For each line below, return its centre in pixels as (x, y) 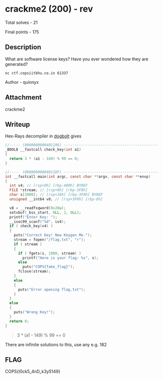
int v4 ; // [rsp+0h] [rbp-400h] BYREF (49, 186)
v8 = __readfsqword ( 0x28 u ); (38, 208)
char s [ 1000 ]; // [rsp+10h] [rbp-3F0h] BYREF (56, 195)
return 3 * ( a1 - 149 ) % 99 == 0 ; (44, 159)
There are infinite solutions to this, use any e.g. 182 (56, 344)
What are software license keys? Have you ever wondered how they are (77, 59)
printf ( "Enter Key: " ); (33, 217)
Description (23, 47)
